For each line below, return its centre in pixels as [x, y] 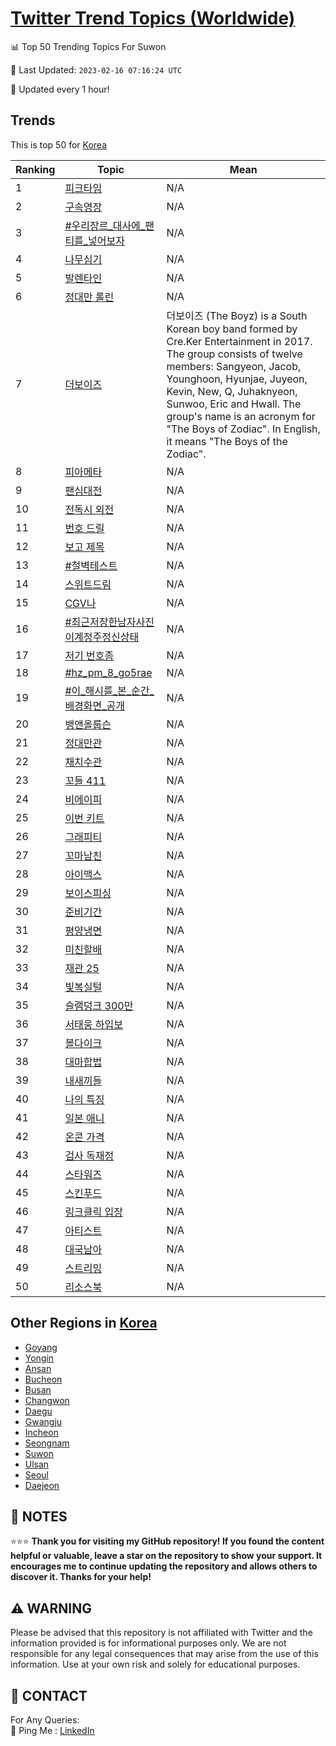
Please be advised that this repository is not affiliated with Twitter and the [161, 1633]
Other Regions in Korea [84, 1323]
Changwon [47, 1400]
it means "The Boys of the [227, 441]
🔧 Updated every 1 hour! [60, 89]
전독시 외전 [89, 509]
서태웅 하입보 [93, 1024]
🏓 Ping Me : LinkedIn [52, 1730]
